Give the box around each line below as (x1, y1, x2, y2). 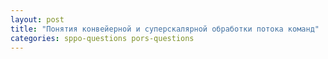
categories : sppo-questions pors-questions (10, 33, 195, 43)
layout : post (10, 14, 65, 25)
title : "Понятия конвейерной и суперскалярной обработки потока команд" (10, 24, 320, 34)
